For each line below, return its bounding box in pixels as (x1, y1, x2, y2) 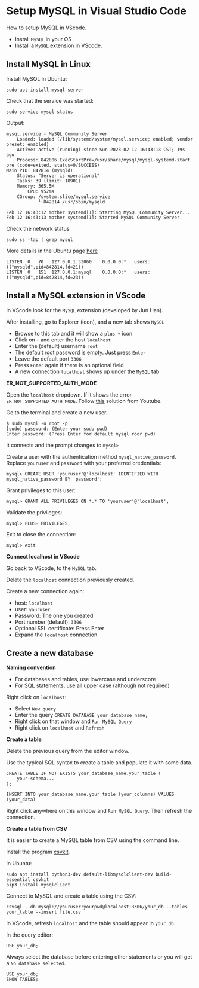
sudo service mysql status (6, 109, 73, 115)
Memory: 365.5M (17, 183, 55, 189)
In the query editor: (6, 931, 54, 938)
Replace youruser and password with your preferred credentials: (6, 459, 161, 466)
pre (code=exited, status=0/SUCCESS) (6, 162, 100, 168)
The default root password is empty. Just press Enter (14, 349, 146, 356)
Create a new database (6, 648, 94, 658)
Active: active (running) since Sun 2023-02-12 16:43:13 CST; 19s (17, 147, 185, 153)
